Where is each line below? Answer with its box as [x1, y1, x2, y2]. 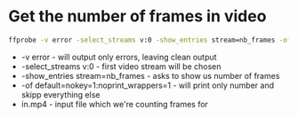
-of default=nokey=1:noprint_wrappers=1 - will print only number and [20, 80, 275, 90]
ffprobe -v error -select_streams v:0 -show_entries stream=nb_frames [8, 35, 276, 44]
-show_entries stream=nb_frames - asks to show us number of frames [20, 70, 280, 81]
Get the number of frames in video [8, 6, 267, 27]
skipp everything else [20, 89, 101, 99]
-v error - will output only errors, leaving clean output [20, 51, 217, 62]
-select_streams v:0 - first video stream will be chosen [20, 60, 221, 72]
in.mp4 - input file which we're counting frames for [20, 98, 208, 109]
